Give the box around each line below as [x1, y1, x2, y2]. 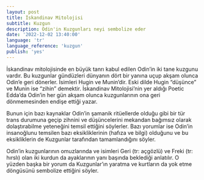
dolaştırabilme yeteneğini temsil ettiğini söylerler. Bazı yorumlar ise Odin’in [6, 123, 193, 130]
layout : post [6, 9, 40, 15]
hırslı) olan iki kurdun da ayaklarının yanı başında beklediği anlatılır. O [6, 154, 180, 161]
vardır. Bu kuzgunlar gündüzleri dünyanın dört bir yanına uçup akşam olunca [6, 71, 199, 79]
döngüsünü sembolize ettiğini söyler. [6, 167, 99, 174]
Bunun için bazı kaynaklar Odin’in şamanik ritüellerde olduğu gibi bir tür [6, 109, 185, 117]
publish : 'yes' [6, 49, 45, 55]
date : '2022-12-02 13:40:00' [6, 32, 81, 38]
